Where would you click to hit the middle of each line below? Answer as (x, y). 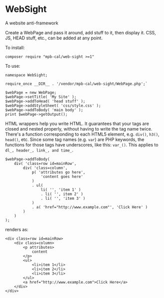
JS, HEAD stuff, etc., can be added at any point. (54, 38)
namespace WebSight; (27, 75)
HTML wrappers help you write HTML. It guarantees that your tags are (77, 124)
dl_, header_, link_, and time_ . (39, 150)
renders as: (17, 229)
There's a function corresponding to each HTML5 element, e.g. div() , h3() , (82, 134)
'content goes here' (62, 176)
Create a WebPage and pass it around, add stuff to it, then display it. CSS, (81, 32)
